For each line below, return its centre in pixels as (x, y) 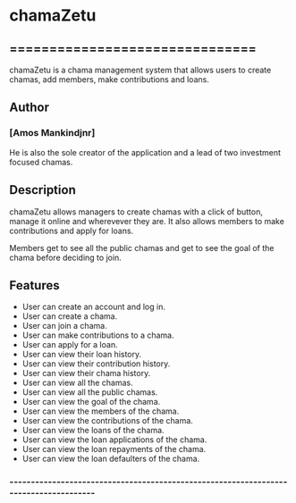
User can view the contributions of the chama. (108, 421)
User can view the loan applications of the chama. (114, 440)
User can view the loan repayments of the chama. (114, 449)
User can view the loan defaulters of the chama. (111, 459)
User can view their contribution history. (96, 364)
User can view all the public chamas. (90, 392)
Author (29, 108)
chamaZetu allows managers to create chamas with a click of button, (136, 212)
